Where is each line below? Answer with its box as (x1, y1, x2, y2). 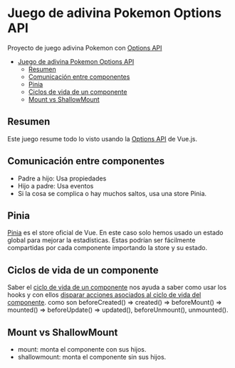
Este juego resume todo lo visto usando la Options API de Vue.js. (7, 134, 198, 143)
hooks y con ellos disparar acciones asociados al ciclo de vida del (7, 291, 202, 299)
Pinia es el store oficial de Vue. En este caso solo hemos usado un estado (7, 229, 224, 237)
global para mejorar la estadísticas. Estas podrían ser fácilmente (7, 236, 196, 244)
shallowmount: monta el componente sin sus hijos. (17, 353, 167, 361)
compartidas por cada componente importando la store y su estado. (7, 244, 208, 252)
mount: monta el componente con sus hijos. (17, 345, 147, 353)
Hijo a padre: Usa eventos (17, 181, 94, 190)
